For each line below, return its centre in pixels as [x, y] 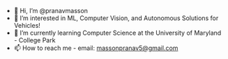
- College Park [35, 40]
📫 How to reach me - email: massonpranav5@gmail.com [96, 48]
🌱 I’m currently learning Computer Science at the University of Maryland [117, 33]
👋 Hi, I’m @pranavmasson [51, 11]
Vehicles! [27, 25]
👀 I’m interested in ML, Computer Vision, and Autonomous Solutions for [116, 18]
